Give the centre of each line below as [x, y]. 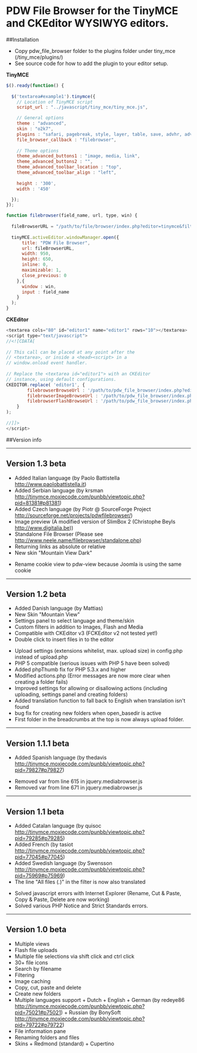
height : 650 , [38, 259]
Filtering [25, 975]
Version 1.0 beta [36, 929]
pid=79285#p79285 [39, 838]
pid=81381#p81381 [37, 502]
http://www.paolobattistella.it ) [50, 484]
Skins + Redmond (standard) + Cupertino [64, 1044]
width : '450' [34, 189]
